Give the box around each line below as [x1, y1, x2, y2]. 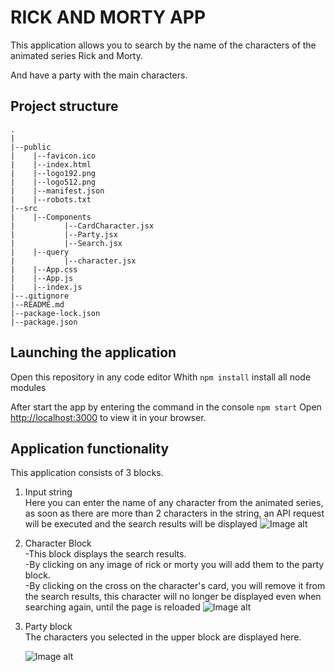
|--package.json [10, 317, 78, 327]
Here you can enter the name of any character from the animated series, [24, 497, 324, 509]
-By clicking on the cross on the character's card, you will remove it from [24, 580, 326, 592]
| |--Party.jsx [10, 229, 118, 240]
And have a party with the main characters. [10, 69, 188, 81]
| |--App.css [10, 264, 78, 275]
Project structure [10, 98, 119, 115]
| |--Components [10, 212, 92, 222]
